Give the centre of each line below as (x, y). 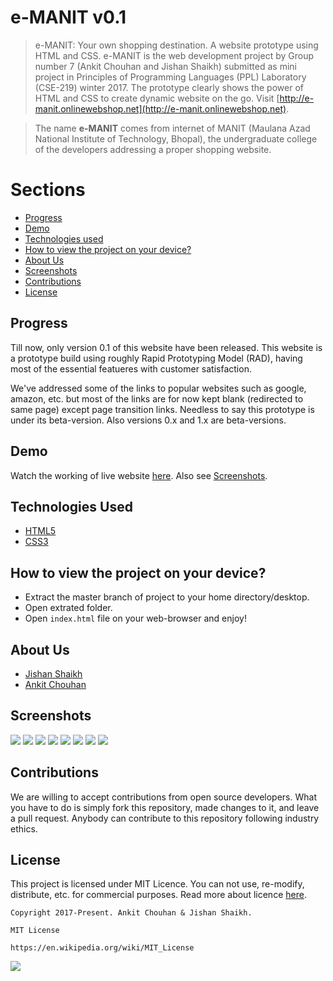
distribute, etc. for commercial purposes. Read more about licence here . (158, 895)
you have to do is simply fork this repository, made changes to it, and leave (165, 807)
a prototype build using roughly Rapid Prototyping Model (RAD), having (156, 358)
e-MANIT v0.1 (68, 17)
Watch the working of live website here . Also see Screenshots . (139, 475)
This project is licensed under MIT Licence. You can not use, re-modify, (157, 884)
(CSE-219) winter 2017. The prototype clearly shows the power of (169, 87)
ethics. (24, 828)
